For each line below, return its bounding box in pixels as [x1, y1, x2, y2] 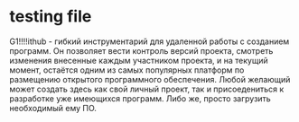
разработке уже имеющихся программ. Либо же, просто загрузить [9, 92, 271, 104]
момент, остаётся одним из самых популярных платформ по [9, 65, 245, 75]
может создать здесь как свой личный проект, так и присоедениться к [9, 83, 285, 94]
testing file [9, 6, 92, 27]
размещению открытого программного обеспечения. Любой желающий [9, 74, 291, 84]
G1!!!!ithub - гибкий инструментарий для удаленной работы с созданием [9, 36, 290, 47]
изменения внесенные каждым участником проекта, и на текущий [9, 55, 268, 65]
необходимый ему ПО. [9, 102, 98, 113]
